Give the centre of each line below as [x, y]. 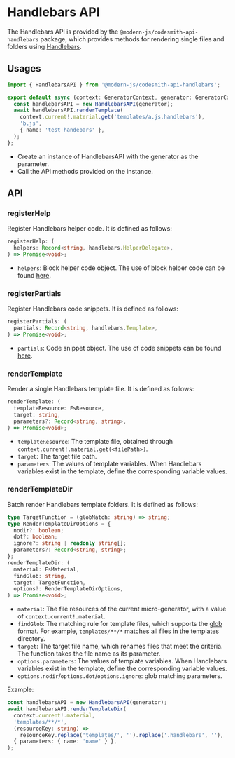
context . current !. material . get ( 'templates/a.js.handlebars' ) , [112, 117]
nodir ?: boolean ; [39, 530]
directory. [31, 639]
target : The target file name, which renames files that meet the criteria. [120, 647]
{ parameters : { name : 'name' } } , [65, 742]
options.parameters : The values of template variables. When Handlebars [122, 661]
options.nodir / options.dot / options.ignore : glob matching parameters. [120, 676]
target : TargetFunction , [50, 583]
